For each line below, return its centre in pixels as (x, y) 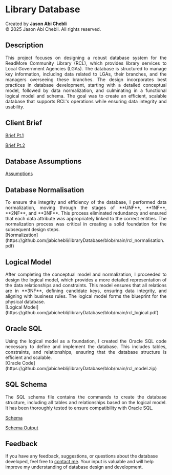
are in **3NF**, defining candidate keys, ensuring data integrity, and (86, 291)
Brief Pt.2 (15, 145)
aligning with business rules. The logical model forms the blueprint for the (86, 296)
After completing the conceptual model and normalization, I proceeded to (86, 274)
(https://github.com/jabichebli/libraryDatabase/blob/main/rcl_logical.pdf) (82, 312)
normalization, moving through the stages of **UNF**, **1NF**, (86, 208)
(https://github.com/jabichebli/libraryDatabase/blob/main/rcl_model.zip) (81, 368)
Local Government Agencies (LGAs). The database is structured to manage (86, 68)
